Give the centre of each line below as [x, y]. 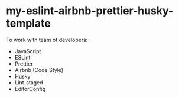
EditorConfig [30, 89]
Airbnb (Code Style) [39, 70]
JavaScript [28, 51]
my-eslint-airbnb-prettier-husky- [90, 11]
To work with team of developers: [47, 40]
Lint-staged [29, 82]
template [29, 23]
